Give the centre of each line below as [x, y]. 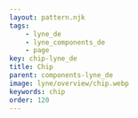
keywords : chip [37, 91]
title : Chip [31, 67]
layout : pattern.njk [48, 17]
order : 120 [29, 100]
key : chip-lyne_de [43, 59]
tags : [19, 26]
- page [37, 51]
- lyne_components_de [65, 42]
